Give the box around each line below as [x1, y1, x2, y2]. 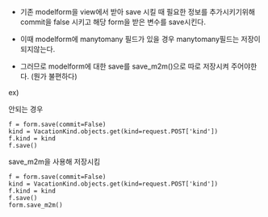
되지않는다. [19, 44, 56, 54]
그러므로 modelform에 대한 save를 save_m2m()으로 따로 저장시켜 [19, 61, 229, 71]
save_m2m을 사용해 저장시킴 [8, 156, 101, 166]
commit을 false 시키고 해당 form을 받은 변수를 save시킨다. [19, 17, 206, 27]
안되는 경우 [8, 104, 44, 114]
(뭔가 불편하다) [31, 72, 78, 81]
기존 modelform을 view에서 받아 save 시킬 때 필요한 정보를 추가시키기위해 [19, 7, 256, 16]
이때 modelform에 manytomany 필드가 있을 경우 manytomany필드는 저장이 [19, 35, 261, 44]
